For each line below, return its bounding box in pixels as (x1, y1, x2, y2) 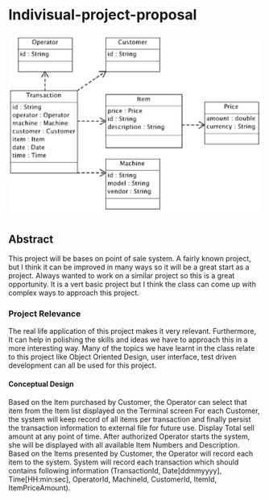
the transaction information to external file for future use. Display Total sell (8, 423, 255, 432)
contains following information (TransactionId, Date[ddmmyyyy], (8, 465, 222, 475)
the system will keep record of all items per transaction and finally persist (8, 414, 251, 424)
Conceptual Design (8, 379, 74, 389)
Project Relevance (8, 308, 81, 319)
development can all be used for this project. (8, 360, 157, 370)
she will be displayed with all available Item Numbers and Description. (8, 440, 240, 449)
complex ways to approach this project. (8, 288, 139, 298)
